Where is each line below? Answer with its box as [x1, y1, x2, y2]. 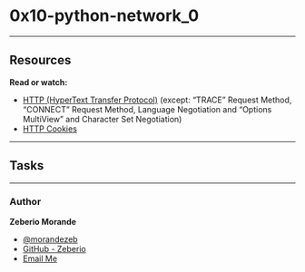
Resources [9, 53, 72, 68]
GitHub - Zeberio [22, 243, 86, 254]
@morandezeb [22, 233, 79, 245]
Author [9, 196, 42, 209]
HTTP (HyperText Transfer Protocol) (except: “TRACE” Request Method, [22, 94, 292, 105]
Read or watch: [9, 76, 68, 87]
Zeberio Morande [9, 216, 77, 227]
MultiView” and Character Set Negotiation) [22, 113, 182, 124]
